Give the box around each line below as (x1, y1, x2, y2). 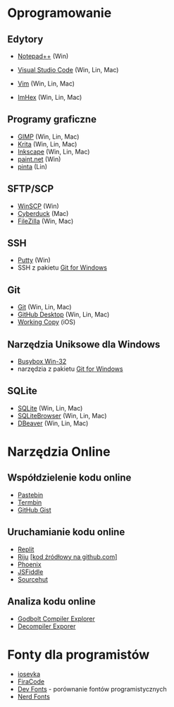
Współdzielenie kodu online (7, 472, 132, 484)
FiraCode (17, 677, 44, 686)
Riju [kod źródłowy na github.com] (17, 552, 118, 561)
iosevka (17, 670, 41, 679)
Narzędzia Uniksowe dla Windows (7, 338, 161, 350)
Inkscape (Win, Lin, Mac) (17, 147, 90, 156)
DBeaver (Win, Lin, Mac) (17, 419, 89, 427)
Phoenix (17, 560, 42, 568)
